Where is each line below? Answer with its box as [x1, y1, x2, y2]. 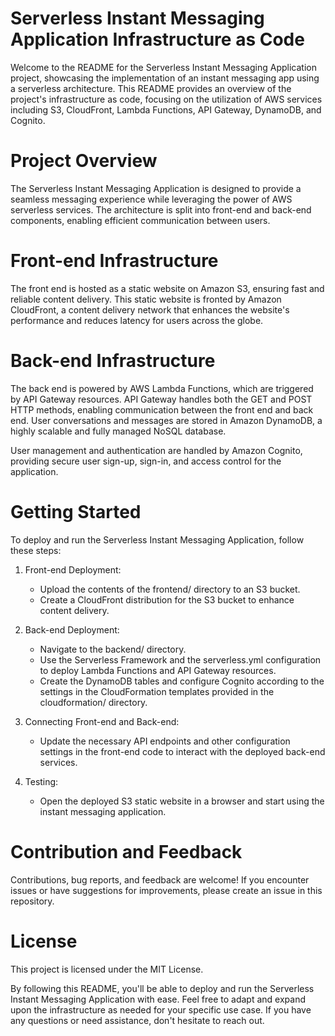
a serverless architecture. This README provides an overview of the [10, 82, 292, 94]
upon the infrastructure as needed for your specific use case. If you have [10, 1003, 312, 1016]
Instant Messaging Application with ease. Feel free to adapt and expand [10, 993, 306, 1005]
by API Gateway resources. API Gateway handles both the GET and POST [10, 393, 313, 405]
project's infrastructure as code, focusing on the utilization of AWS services [10, 93, 323, 105]
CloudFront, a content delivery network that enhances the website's [10, 303, 290, 316]
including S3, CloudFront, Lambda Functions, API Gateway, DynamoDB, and [10, 103, 322, 116]
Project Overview [10, 150, 158, 172]
